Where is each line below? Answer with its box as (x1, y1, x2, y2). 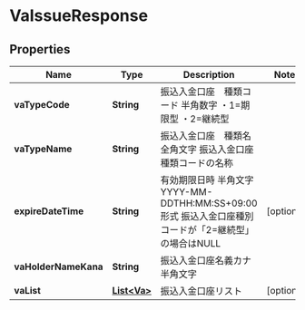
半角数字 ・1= (181, 99, 241, 111)
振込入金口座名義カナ (160, 255, 252, 266)
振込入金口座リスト (160, 285, 243, 297)
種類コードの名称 (160, 157, 234, 169)
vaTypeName (14, 142, 73, 155)
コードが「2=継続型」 (160, 224, 254, 236)
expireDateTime (14, 205, 84, 218)
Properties (9, 42, 71, 57)
